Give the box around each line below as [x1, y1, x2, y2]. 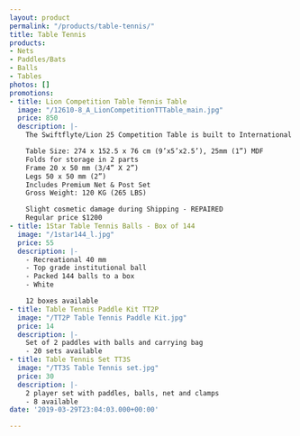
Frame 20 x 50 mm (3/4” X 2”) [25, 163, 140, 172]
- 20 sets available [25, 347, 103, 356]
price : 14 [17, 322, 54, 331]
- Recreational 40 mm [25, 255, 106, 264]
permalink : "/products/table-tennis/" [9, 22, 155, 31]
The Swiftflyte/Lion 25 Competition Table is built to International [25, 131, 293, 140]
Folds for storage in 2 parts [25, 155, 140, 164]
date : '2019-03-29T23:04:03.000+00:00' [9, 405, 159, 414]
